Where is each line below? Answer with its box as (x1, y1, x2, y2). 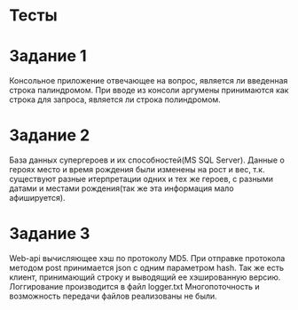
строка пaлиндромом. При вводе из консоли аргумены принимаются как (9, 85, 289, 96)
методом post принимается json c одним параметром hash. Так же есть (9, 263, 284, 273)
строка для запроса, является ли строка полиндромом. (9, 94, 222, 105)
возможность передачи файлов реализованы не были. (9, 290, 217, 301)
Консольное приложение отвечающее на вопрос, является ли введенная (9, 76, 288, 86)
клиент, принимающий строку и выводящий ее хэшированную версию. (9, 272, 281, 282)
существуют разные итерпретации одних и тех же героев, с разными (9, 174, 273, 185)
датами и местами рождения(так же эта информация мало (9, 183, 234, 194)
